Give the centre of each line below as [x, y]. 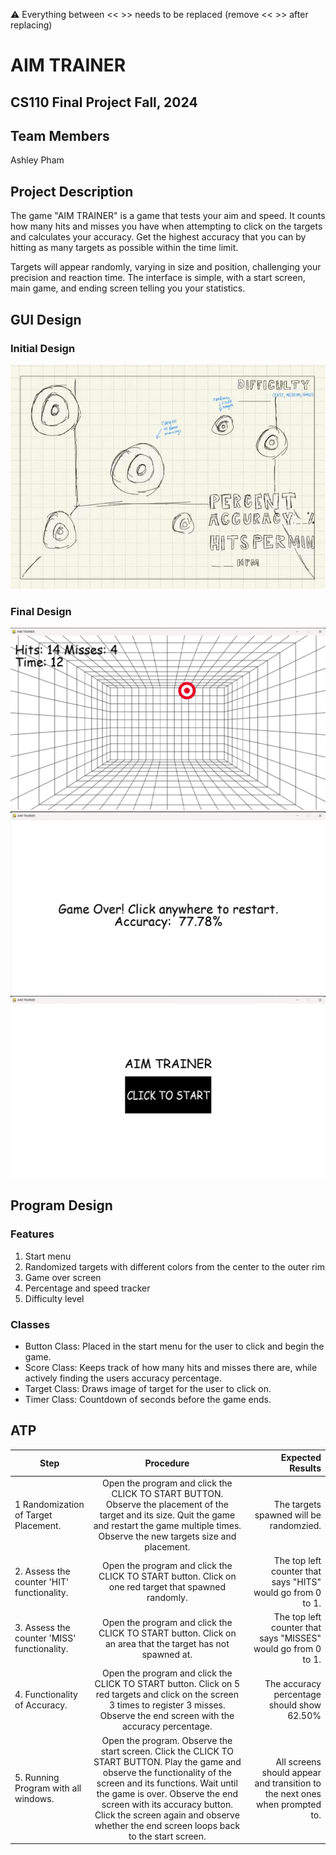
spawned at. [167, 1654]
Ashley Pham [37, 160]
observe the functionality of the [167, 1772]
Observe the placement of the [167, 1504]
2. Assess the [42, 1571]
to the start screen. [167, 1836]
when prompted [289, 1804]
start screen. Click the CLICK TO [167, 1751]
